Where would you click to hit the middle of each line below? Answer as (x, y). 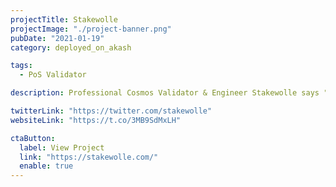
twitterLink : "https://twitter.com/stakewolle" (111, 111)
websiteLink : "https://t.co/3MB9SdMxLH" (96, 120)
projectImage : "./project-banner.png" (91, 29)
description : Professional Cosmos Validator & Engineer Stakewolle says (165, 93)
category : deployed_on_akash (71, 47)
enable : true (46, 166)
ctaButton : (33, 138)
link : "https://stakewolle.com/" (89, 157)
